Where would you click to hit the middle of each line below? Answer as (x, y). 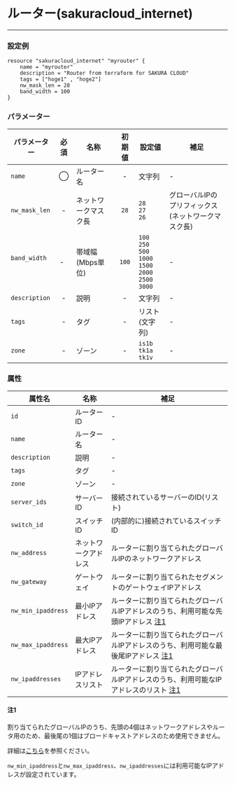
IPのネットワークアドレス (159, 559)
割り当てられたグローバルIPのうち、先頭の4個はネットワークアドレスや (110, 727)
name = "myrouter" (47, 67)
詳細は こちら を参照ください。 (50, 751)
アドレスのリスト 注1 (146, 690)
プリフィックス (193, 205)
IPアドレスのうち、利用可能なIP (170, 679)
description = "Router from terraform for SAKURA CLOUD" (105, 74)
